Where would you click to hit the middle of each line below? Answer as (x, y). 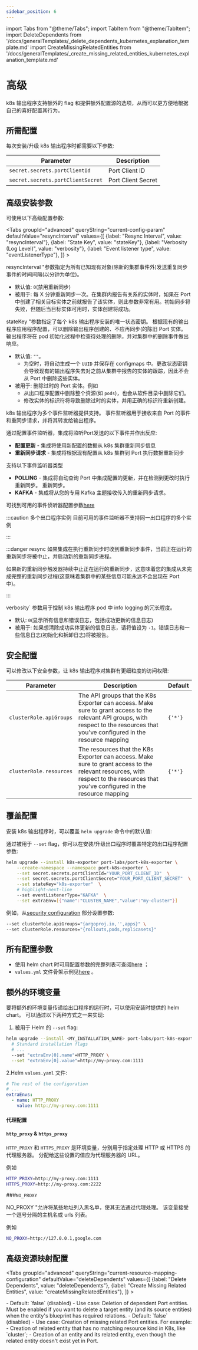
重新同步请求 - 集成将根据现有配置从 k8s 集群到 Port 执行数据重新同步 (99, 453)
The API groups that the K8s (117, 695)
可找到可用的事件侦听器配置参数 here (50, 505)
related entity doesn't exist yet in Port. (52, 1341)
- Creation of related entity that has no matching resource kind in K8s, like (96, 1328)
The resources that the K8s (116, 749)
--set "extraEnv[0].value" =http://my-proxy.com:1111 (77, 1060)
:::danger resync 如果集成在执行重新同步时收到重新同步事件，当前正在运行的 (99, 549)
